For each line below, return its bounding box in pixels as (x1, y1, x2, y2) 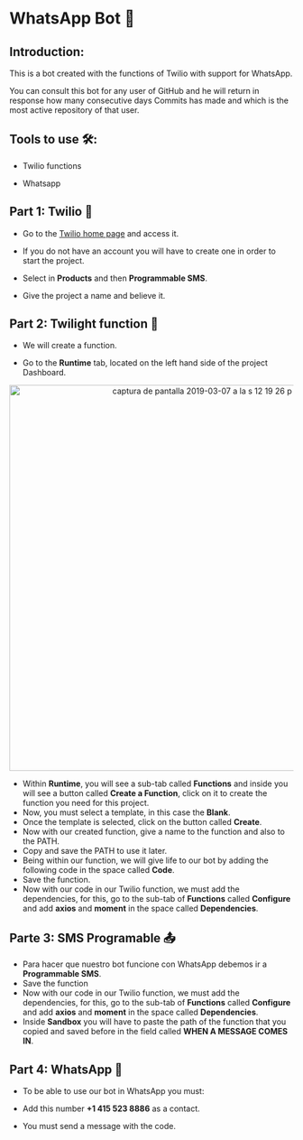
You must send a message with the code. (22, 1121, 176, 1132)
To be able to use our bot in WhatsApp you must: (22, 1086, 205, 1097)
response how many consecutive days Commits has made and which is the (9, 95, 289, 106)
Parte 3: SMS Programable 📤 (9, 930, 176, 946)
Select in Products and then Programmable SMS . (22, 273, 207, 283)
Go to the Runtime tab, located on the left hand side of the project (22, 357, 269, 368)
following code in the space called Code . (22, 865, 175, 876)
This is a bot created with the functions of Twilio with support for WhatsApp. (9, 68, 293, 79)
